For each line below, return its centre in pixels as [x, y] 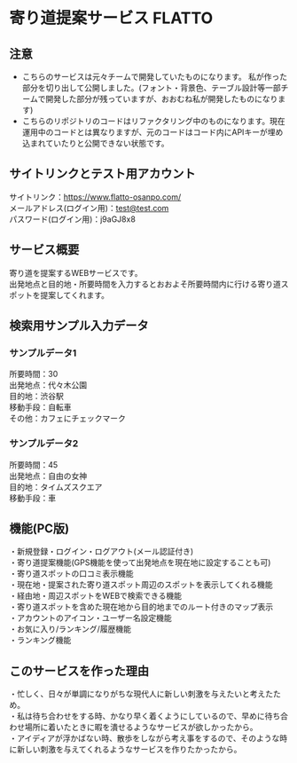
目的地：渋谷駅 [36, 397]
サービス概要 [44, 250]
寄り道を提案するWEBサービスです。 [76, 272]
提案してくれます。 [74, 295]
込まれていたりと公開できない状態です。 [95, 143]
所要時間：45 [34, 464]
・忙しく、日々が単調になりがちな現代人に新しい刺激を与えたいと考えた [141, 694]
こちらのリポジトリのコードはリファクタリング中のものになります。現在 [153, 121]
